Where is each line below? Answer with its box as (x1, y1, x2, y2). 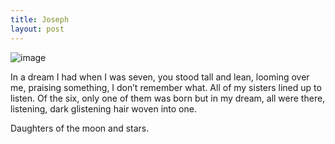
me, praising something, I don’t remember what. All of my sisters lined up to (10, 81, 322, 93)
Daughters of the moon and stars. (10, 122, 150, 134)
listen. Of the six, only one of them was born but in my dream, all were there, (10, 92, 326, 104)
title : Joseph (10, 14, 70, 25)
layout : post (10, 24, 65, 34)
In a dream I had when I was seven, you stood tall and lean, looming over (10, 71, 310, 83)
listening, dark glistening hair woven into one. (10, 102, 197, 115)
